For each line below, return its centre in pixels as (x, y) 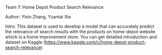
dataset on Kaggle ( (25, 42)
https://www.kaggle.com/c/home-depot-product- (95, 42)
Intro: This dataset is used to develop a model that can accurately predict (80, 26)
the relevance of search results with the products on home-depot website (80, 31)
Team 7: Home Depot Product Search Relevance (54, 7)
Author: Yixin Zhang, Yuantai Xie (38, 17)
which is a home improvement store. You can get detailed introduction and (81, 37)
